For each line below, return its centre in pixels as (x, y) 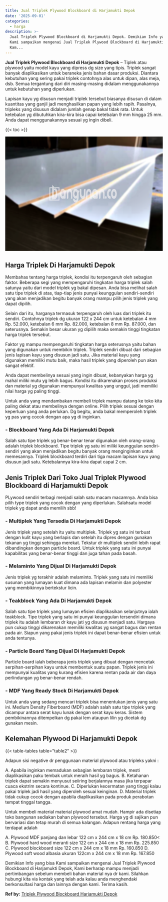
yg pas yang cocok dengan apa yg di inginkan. (53, 417)
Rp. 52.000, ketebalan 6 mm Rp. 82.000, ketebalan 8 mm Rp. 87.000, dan (81, 324)
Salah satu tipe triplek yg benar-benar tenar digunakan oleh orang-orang (80, 440)
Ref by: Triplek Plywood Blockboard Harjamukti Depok (61, 894)
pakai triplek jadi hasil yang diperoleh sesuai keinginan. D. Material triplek (81, 791)
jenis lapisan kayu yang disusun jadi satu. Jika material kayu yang (73, 355)
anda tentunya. (20, 638)
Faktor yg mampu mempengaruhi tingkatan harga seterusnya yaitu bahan (81, 344)
